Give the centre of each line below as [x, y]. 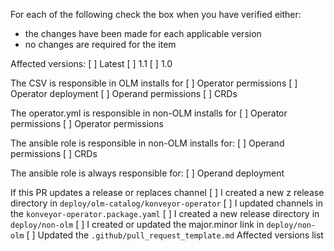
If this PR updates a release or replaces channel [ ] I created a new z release [167, 192]
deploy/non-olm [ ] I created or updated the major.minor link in [137, 224]
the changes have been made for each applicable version [143, 33]
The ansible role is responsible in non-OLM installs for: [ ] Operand [147, 143]
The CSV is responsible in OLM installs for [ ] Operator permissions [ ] [154, 83]
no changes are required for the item [100, 44]
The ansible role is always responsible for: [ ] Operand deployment [147, 173]
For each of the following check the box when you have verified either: [156, 14]
